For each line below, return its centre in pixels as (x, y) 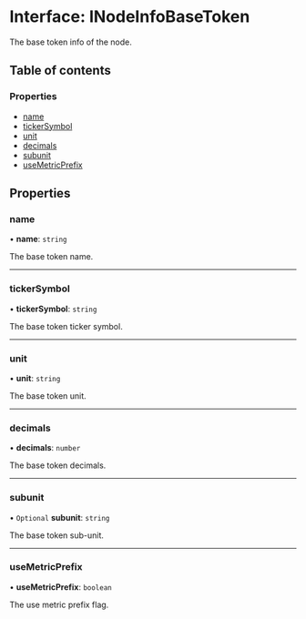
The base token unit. (48, 396)
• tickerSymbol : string (53, 309)
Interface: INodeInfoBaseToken (130, 17)
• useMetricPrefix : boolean (61, 587)
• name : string (38, 239)
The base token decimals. (58, 465)
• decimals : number (45, 448)
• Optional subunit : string (60, 517)
